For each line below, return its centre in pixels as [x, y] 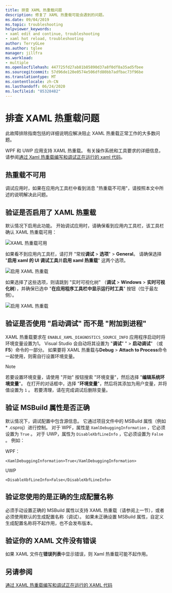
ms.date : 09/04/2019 [27, 20]
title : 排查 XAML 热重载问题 [34, 10]
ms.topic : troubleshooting [34, 24]
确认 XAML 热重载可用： [31, 232]
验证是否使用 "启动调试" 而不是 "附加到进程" [76, 324]
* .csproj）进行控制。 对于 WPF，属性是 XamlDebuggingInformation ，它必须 [85, 427]
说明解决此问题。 [32, 195]
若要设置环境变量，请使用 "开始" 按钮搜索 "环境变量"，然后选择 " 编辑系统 [83, 377]
